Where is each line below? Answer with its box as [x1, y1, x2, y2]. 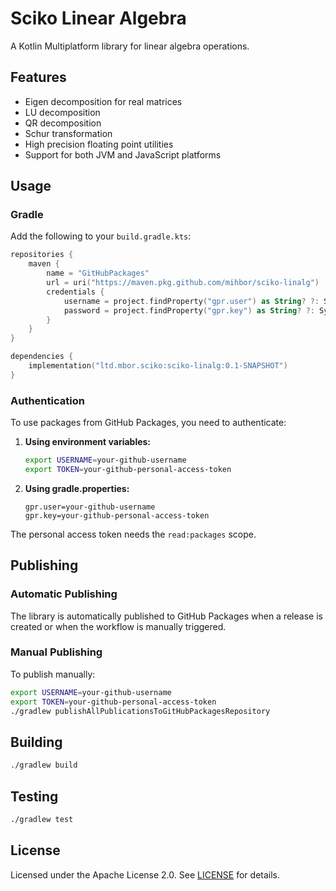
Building [10, 733, 63, 751]
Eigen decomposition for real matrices [24, 95, 183, 107]
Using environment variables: [24, 436, 152, 448]
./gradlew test [10, 814, 74, 824]
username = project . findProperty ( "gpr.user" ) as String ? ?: [63, 296, 320, 306]
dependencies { [10, 352, 74, 362]
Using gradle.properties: [24, 482, 130, 494]
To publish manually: [10, 668, 96, 680]
